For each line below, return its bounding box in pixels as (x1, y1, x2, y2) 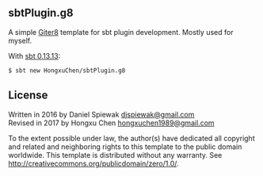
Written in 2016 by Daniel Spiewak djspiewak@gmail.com (8, 109, 195, 119)
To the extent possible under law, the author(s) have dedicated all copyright (8, 133, 255, 143)
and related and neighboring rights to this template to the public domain (8, 142, 242, 151)
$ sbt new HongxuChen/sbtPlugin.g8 (8, 67, 126, 75)
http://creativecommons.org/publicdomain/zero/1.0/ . (8, 159, 180, 168)
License (8, 89, 48, 102)
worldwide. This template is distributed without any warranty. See (8, 150, 223, 159)
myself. (8, 36, 32, 45)
